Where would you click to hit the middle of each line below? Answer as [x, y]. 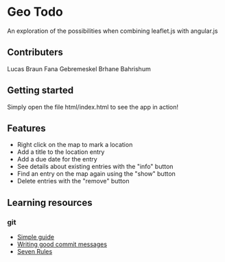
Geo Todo [35, 12]
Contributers [35, 52]
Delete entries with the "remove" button [73, 181]
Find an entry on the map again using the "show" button [96, 174]
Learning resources [50, 202]
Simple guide [36, 237]
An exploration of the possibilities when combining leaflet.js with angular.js [113, 31]
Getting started [40, 91]
